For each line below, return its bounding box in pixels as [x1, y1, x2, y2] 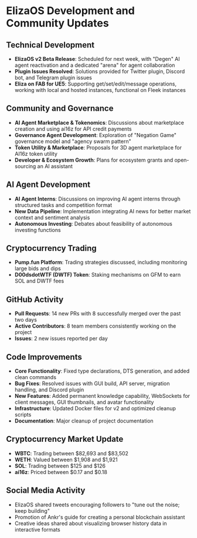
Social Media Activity [6, 485, 86, 496]
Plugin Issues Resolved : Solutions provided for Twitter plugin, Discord [14, 68, 185, 74]
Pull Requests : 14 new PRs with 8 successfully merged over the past [14, 310, 181, 317]
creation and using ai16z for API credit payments [14, 125, 132, 132]
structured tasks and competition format [14, 201, 113, 209]
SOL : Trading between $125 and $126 [14, 462, 106, 469]
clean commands [14, 374, 57, 381]
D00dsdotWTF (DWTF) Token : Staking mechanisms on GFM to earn [14, 271, 181, 278]
